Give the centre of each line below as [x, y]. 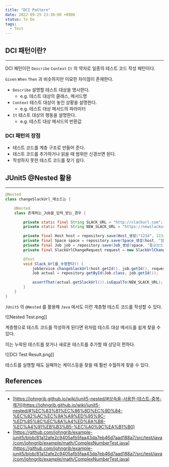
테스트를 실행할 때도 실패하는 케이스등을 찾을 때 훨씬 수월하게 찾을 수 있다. [77, 365]
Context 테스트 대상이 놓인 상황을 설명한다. [55, 102]
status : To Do [20, 19]
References [24, 381]
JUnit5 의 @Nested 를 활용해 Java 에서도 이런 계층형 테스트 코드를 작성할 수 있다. [84, 307]
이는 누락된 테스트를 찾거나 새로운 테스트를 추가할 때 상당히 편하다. [70, 344]
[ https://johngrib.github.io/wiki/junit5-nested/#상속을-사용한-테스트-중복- [87, 399]
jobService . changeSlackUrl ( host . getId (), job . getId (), [91, 268]
